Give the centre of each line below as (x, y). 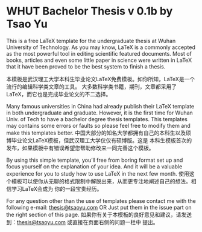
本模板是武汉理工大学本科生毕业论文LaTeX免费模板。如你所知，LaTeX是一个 (101, 79)
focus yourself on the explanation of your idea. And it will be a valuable (94, 166)
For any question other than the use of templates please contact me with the (101, 201)
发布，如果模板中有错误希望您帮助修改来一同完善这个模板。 (80, 148)
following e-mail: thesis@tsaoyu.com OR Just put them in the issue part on (99, 207)
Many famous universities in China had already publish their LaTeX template (100, 106)
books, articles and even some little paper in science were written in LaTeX (99, 60)
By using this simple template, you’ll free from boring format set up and (95, 160)
